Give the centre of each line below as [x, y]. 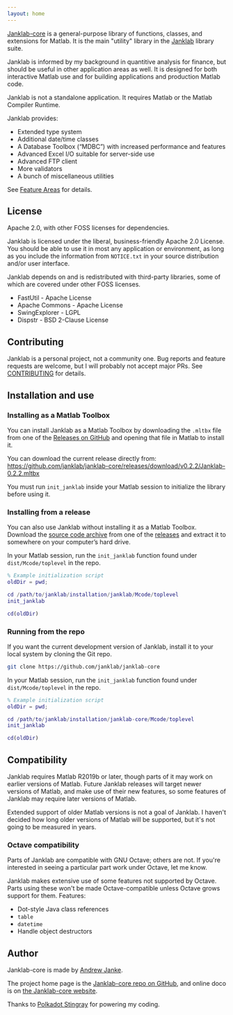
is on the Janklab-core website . [53, 991]
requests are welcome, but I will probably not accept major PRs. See [105, 366]
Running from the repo [46, 631]
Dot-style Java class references [63, 909]
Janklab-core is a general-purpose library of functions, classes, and [105, 33]
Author [23, 953]
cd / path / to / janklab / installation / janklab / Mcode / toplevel [93, 594]
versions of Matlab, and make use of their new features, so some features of [117, 791]
